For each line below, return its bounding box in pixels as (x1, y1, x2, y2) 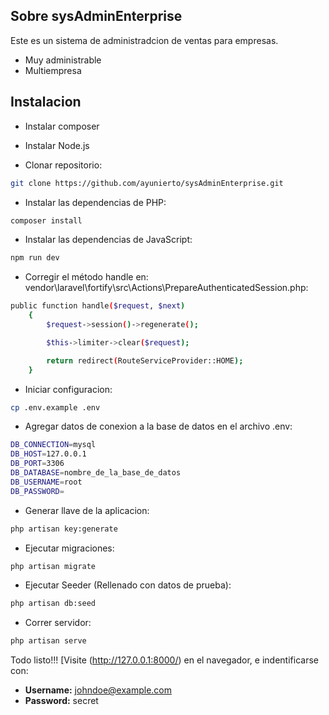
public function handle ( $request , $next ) (10, 301, 186, 311)
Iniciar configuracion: (24, 383, 113, 395)
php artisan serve (10, 636, 87, 646)
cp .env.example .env (10, 402, 101, 413)
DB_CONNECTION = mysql (10, 440, 97, 450)
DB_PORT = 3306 (10, 459, 65, 469)
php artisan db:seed (10, 599, 97, 609)
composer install (10, 215, 83, 226)
